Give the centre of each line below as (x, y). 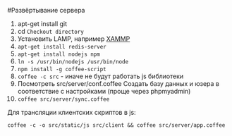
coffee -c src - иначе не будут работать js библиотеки (100, 76)
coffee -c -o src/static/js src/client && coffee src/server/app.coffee (116, 125)
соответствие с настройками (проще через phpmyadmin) (104, 91)
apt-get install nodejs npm (59, 54)
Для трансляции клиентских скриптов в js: (72, 112)
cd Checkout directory (51, 31)
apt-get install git (42, 24)
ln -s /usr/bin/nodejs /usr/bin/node (73, 62)
